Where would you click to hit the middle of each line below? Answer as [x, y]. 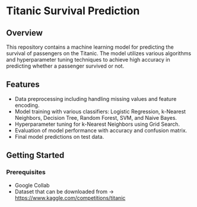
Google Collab [32, 185]
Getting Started [35, 155]
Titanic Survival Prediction [73, 11]
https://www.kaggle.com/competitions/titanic [70, 198]
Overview [25, 33]
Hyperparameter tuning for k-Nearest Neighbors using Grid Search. [97, 124]
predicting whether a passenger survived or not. [65, 66]
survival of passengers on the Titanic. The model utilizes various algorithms [99, 53]
